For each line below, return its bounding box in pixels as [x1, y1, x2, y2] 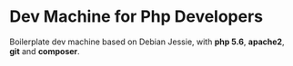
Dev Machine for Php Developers [9, 6, 264, 27]
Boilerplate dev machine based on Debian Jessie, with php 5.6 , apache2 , [9, 36, 285, 47]
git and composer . [9, 45, 80, 56]
